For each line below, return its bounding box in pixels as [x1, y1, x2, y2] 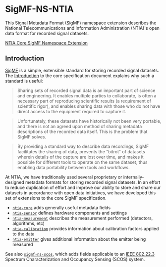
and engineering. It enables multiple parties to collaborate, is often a [17, 92, 157, 98]
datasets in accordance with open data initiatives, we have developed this [5, 189, 156, 196]
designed [5, 179, 25, 185]
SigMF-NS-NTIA [5, 3, 74, 15]
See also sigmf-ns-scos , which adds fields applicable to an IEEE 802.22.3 [5, 251, 155, 257]
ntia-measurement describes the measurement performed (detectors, [12, 215, 153, 221]
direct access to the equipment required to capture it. [17, 108, 126, 114]
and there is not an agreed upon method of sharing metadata [17, 123, 142, 129]
